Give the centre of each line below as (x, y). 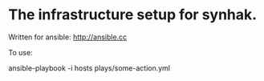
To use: (21, 52)
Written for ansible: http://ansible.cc (68, 37)
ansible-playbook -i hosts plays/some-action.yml (89, 68)
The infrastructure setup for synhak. (133, 15)
